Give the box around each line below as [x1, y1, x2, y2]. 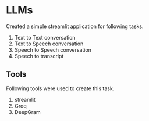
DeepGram [14, 108, 41, 115]
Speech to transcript [14, 52, 64, 59]
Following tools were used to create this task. [6, 85, 115, 92]
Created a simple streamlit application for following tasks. [6, 23, 144, 30]
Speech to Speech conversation [14, 46, 92, 53]
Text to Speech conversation [14, 40, 84, 47]
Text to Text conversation [14, 34, 76, 41]
